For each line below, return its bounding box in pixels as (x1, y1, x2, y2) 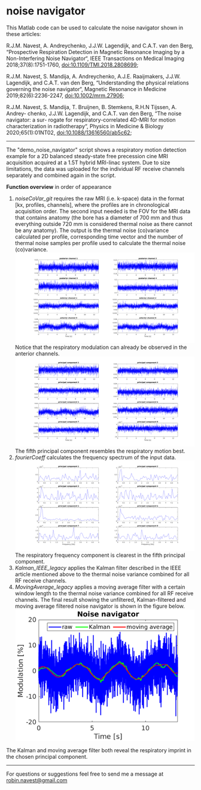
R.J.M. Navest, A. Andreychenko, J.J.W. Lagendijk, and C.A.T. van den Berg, (6, 42, 193, 49)
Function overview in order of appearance (6, 183, 112, 190)
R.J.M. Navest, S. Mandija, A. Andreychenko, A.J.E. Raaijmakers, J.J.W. (6, 73, 181, 80)
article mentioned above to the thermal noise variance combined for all (14, 571, 190, 578)
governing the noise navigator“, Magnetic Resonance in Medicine (6, 85, 166, 92)
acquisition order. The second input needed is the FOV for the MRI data (14, 207, 191, 215)
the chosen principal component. (6, 753, 88, 761)
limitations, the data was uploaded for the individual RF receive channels (6, 165, 185, 172)
